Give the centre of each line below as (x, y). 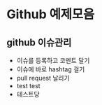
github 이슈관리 (39, 42)
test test (28, 86)
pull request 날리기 (43, 78)
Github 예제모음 (51, 14)
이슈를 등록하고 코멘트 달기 (53, 61)
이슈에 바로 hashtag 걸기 (51, 69)
